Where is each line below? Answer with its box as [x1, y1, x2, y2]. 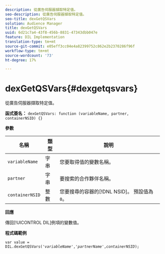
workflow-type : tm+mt [5, 48, 50, 53]
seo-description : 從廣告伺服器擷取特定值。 [5, 12, 87, 17]
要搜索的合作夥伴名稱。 [59, 175, 114, 182]
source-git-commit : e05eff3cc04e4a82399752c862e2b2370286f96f [5, 44, 135, 49]
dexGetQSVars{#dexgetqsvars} [5, 83, 138, 94]
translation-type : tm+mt [5, 39, 56, 44]
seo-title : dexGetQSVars [5, 16, 56, 21]
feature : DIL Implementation [5, 35, 65, 40]
